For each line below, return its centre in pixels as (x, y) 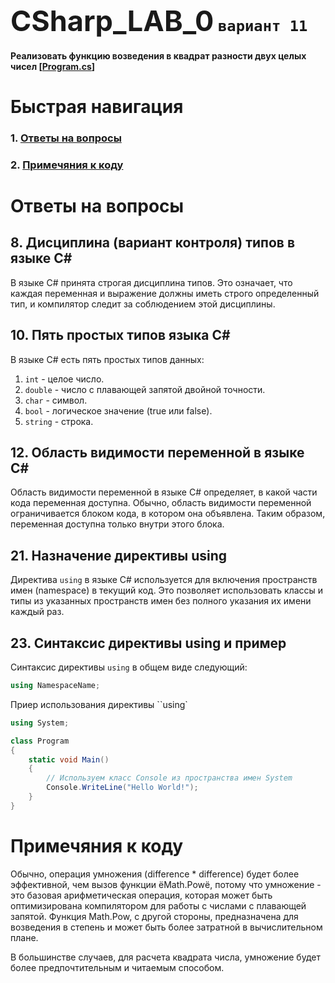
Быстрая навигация (97, 106)
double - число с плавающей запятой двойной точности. (145, 389)
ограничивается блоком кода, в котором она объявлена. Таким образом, (168, 514)
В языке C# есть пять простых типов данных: (107, 359)
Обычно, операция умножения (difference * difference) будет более (155, 874)
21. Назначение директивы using (119, 555)
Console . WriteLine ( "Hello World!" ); (122, 788)
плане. (24, 937)
